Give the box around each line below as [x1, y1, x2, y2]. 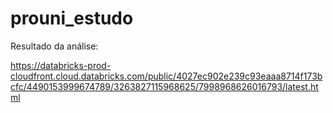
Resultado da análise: [10, 40, 99, 52]
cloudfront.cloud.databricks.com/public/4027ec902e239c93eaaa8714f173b [10, 70, 323, 82]
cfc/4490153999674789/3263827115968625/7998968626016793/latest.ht [10, 80, 319, 92]
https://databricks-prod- [10, 59, 112, 71]
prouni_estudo [10, 7, 134, 30]
